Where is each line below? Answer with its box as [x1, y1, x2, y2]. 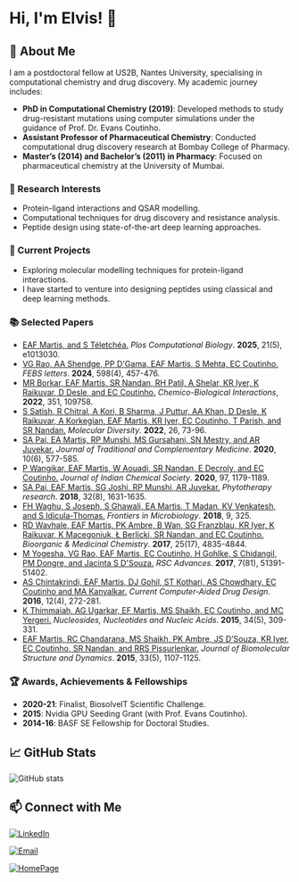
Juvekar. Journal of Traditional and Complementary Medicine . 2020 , [21, 444, 277, 454]
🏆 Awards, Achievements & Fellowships [9, 675, 188, 687]
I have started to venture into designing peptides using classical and [21, 283, 274, 294]
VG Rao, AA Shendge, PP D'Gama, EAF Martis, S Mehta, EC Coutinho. [21, 358, 279, 369]
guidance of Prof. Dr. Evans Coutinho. [21, 122, 162, 133]
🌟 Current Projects [9, 245, 91, 257]
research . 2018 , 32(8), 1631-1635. [21, 491, 147, 502]
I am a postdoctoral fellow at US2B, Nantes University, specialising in [9, 67, 263, 78]
